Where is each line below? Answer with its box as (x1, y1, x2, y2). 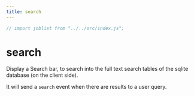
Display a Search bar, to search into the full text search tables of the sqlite (6, 65, 189, 73)
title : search (6, 8, 42, 15)
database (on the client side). (6, 71, 78, 79)
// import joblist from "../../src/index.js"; (6, 25, 125, 31)
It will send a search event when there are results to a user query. (6, 83, 167, 91)
